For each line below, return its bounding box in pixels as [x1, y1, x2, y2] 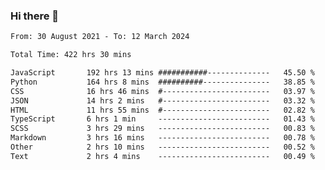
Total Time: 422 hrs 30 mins [10, 50, 132, 60]
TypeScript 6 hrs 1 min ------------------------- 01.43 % [10, 114, 315, 124]
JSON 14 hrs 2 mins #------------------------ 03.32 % [10, 95, 315, 106]
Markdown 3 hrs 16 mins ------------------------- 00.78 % [10, 133, 315, 143]
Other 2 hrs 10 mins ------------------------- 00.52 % [10, 142, 315, 153]
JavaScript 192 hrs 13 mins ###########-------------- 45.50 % [10, 68, 315, 78]
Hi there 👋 [10, 9, 60, 23]
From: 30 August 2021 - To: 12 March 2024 [10, 32, 190, 42]
